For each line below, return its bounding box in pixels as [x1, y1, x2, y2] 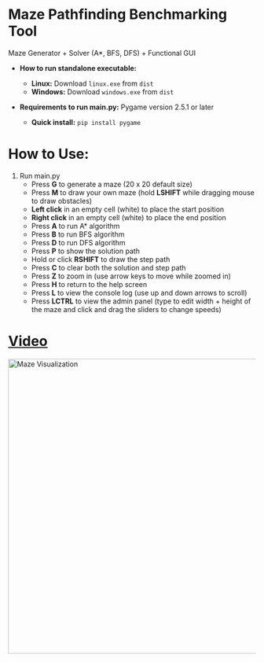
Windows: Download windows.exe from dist [31, 86, 174, 96]
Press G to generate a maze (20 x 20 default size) [31, 179, 192, 189]
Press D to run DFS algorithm [31, 237, 126, 247]
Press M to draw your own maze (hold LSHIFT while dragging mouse [31, 187, 255, 197]
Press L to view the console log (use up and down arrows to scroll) [31, 288, 247, 297]
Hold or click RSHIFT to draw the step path [31, 254, 170, 264]
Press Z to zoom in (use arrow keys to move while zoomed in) [31, 271, 232, 281]
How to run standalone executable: [19, 63, 137, 72]
